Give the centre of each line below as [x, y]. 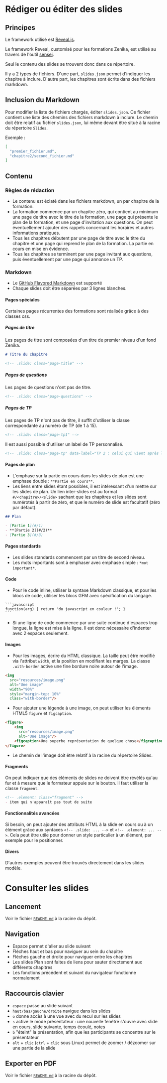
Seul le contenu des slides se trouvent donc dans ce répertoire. [70, 64]
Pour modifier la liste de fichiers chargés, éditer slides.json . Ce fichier [78, 112]
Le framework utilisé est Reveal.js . [40, 39]
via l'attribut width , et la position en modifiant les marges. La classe [81, 661]
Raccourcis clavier [35, 994]
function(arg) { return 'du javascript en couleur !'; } [65, 609]
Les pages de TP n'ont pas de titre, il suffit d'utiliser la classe [68, 420]
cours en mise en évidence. [41, 249]
